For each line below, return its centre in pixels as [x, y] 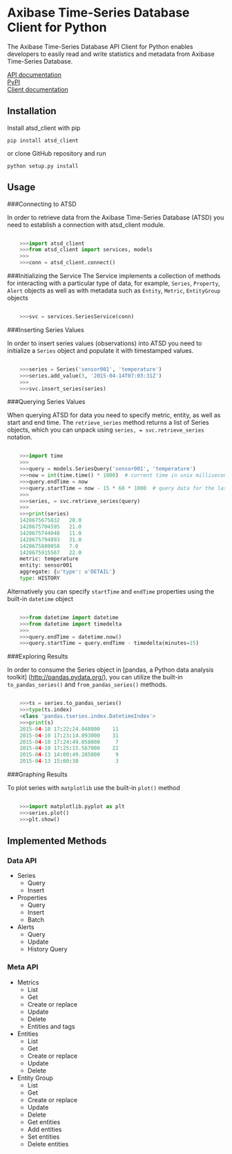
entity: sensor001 [46, 565]
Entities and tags [51, 1026]
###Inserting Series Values [46, 329]
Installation [32, 111]
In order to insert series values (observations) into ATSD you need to [105, 343]
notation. [20, 437]
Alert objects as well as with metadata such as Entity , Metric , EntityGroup [114, 291]
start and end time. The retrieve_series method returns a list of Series [108, 423]
